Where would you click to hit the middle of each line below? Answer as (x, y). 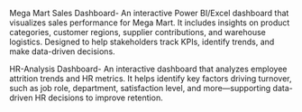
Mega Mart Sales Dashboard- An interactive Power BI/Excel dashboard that (149, 13)
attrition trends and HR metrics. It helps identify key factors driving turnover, (151, 79)
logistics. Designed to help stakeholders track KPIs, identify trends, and (142, 42)
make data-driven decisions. (62, 51)
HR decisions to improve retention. (99, 98)
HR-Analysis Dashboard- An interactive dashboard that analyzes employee (148, 69)
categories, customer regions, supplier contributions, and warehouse (137, 32)
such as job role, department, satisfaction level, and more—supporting (140, 88)
